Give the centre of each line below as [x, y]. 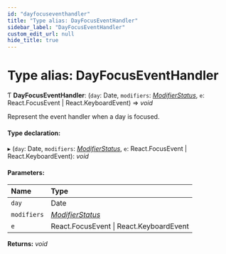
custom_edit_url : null [41, 34]
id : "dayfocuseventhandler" [49, 14]
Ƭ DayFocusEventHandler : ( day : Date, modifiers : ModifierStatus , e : [106, 95]
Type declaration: [34, 133]
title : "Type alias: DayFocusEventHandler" [73, 21]
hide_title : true [33, 41]
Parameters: [26, 172]
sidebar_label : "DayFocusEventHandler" [66, 27]
